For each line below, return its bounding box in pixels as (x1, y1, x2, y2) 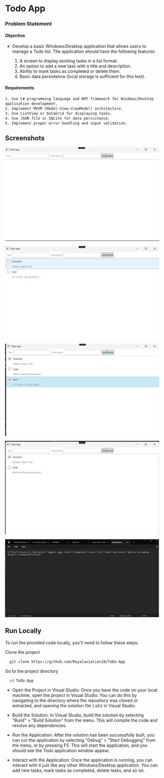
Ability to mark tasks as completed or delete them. (19, 68, 121, 74)
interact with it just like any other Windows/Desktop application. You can (12, 762, 158, 768)
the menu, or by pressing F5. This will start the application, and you (12, 742, 148, 748)
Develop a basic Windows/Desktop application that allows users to (12, 43, 146, 49)
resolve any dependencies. (12, 722, 67, 728)
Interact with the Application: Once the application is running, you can (12, 757, 153, 763)
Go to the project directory (5, 668, 59, 674)
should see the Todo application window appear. (12, 747, 110, 753)
